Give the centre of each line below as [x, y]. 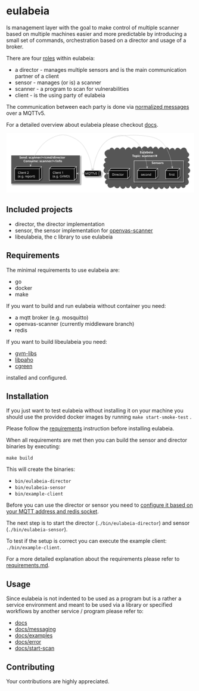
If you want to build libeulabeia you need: [57, 341]
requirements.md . [28, 565]
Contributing [30, 667]
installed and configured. [37, 377]
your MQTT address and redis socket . [53, 512]
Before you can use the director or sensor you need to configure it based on [99, 505]
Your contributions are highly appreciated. [58, 681]
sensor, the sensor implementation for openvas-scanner [84, 230]
